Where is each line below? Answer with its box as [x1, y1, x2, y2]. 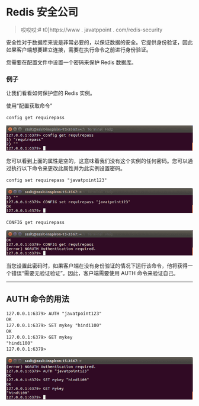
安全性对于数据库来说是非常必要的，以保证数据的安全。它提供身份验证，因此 [6, 39, 193, 46]
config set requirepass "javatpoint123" [6, 177, 108, 183]
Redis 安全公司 [6, 5, 79, 19]
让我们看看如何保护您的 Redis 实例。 [6, 89, 96, 97]
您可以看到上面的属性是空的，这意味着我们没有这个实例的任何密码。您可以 [6, 157, 188, 164]
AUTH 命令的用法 [6, 294, 70, 304]
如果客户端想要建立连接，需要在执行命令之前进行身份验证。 [6, 46, 152, 53]
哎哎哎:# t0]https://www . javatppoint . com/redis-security [20, 26, 163, 33]
